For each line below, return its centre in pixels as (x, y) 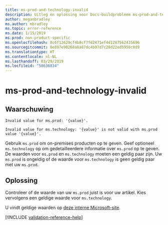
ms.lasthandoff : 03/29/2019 (34, 61)
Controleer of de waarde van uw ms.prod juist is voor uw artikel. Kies (76, 192)
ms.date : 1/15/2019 (25, 33)
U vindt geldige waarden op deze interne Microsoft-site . (63, 207)
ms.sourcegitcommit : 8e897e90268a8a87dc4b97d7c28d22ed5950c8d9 (72, 47)
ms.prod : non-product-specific (38, 38)
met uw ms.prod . (22, 165)
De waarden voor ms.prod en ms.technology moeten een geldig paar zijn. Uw (84, 154)
